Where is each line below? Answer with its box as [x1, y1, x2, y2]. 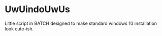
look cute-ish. [5, 25, 34, 31]
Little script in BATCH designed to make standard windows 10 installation [5, 20, 157, 26]
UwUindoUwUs [5, 4, 71, 15]
